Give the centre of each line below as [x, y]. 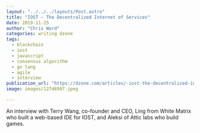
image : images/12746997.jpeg [42, 89]
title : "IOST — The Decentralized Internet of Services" [78, 17]
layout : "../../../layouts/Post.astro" [56, 12]
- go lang [24, 67]
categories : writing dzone [40, 34]
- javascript [28, 56]
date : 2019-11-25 [28, 23]
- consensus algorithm [40, 61]
